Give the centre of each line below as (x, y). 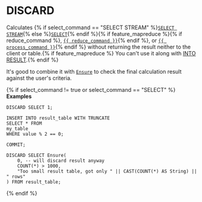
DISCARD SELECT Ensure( (37, 155)
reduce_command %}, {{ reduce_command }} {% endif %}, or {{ (85, 40)
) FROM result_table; (34, 182)
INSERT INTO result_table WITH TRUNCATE (58, 118)
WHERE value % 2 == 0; (35, 134)
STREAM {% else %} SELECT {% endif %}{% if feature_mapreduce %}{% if (94, 33)
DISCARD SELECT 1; (30, 107)
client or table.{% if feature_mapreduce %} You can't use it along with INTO (101, 53)
